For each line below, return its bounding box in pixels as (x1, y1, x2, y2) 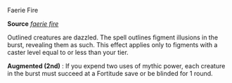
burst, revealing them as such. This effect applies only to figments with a (7, 41, 218, 49)
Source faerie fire (7, 20, 59, 27)
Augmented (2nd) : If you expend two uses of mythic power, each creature (7, 62, 226, 70)
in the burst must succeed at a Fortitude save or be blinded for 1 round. (7, 70, 213, 77)
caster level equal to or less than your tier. (7, 49, 129, 56)
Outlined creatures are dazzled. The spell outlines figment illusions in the (7, 33, 219, 41)
